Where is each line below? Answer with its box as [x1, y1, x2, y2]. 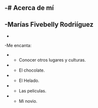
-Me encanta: [4, 43, 32, 48]
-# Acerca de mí [4, 4, 54, 12]
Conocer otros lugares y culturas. [18, 57, 86, 63]
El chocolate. [18, 67, 45, 73]
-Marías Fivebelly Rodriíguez [4, 20, 94, 29]
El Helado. [18, 77, 40, 84]
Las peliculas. [18, 88, 47, 94]
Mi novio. [18, 98, 37, 104]
